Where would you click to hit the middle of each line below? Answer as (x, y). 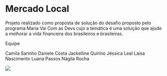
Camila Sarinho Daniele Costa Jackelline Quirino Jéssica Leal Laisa (75, 53)
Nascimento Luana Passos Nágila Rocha (47, 58)
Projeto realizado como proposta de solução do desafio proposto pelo (78, 23)
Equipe (13, 43)
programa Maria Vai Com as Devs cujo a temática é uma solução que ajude (83, 28)
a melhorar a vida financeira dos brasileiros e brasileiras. (64, 33)
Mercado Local (37, 9)
